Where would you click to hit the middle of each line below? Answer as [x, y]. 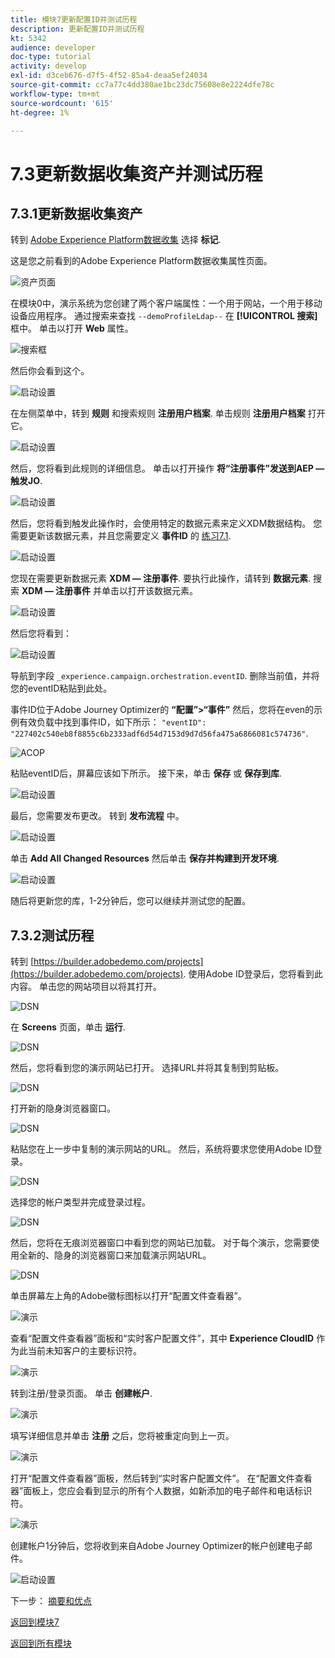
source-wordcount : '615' [62, 103]
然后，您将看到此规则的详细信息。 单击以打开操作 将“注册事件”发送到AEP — [167, 468]
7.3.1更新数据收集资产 [76, 213]
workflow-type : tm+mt [55, 94]
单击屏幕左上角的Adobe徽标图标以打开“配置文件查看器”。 [128, 1296]
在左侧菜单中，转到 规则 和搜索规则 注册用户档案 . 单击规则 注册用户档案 [158, 413]
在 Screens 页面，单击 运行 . [68, 1027]
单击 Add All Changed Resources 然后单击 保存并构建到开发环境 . [145, 858]
